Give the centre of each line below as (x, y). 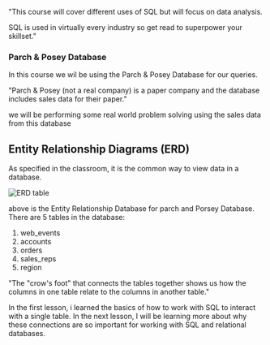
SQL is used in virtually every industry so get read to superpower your (126, 27)
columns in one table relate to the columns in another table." (109, 292)
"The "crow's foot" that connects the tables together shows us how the (127, 283)
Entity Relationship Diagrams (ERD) (99, 149)
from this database (40, 123)
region (31, 268)
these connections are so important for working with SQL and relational (128, 325)
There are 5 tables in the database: (67, 218)
